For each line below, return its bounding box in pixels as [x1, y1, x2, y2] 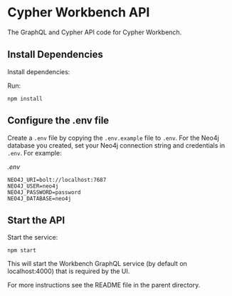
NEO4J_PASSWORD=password [7, 188, 81, 196]
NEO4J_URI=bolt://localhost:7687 [7, 176, 107, 183]
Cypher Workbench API [7, 4, 150, 21]
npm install [7, 95, 43, 102]
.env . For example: [7, 148, 62, 157]
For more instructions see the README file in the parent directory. [7, 281, 201, 290]
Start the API [7, 214, 65, 226]
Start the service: [7, 233, 58, 242]
